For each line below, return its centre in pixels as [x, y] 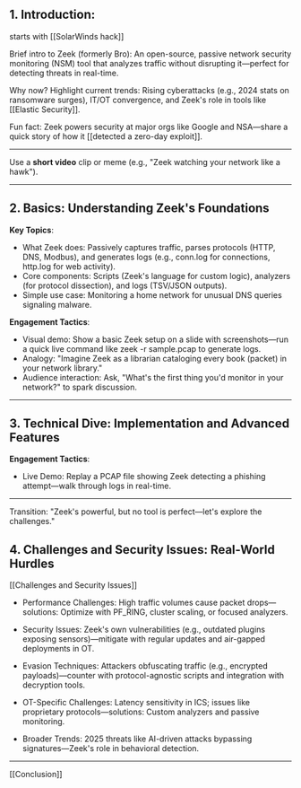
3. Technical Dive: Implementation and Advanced [149, 424]
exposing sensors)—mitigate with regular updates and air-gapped [144, 639]
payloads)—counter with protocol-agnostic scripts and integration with [153, 676]
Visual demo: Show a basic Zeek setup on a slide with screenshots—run [155, 339]
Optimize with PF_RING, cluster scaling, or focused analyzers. [174, 612]
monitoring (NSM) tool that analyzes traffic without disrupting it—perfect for [149, 63]
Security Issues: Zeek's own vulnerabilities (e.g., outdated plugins [144, 630]
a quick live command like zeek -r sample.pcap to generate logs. [142, 348]
